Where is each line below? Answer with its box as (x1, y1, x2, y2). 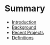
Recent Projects (11, 29, 44, 35)
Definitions (11, 35, 34, 41)
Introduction (11, 19, 37, 25)
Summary (4, 3, 45, 14)
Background (11, 24, 37, 30)
